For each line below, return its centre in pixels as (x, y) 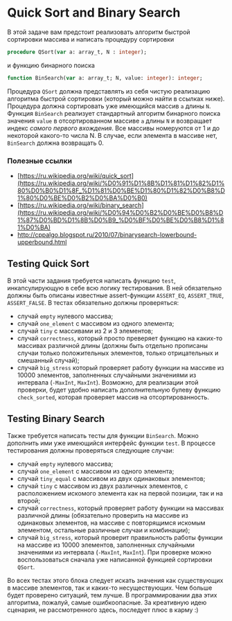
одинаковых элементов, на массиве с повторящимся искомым (111, 523)
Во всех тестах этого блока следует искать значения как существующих (115, 580)
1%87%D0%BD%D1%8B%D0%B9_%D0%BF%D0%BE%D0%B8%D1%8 (121, 220)
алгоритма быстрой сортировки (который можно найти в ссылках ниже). (116, 98)
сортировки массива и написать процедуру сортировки (91, 39)
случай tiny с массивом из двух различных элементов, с (102, 486)
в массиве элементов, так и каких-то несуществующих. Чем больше (110, 588)
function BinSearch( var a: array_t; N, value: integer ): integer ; (105, 78)
